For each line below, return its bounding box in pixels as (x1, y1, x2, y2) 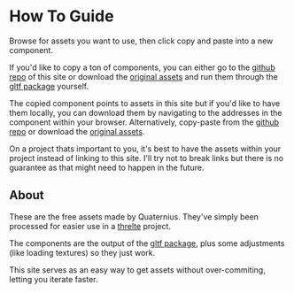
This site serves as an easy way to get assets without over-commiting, (9, 264, 266, 275)
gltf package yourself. (9, 81, 89, 91)
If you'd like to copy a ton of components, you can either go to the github (9, 62, 276, 73)
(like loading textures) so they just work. (9, 247, 156, 258)
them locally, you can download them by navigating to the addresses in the (9, 107, 282, 118)
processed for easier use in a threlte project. (9, 220, 171, 231)
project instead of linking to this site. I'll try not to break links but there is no (9, 152, 284, 163)
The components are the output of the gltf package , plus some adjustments (9, 237, 285, 249)
